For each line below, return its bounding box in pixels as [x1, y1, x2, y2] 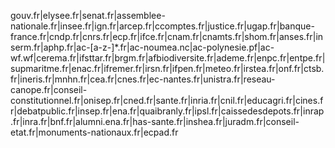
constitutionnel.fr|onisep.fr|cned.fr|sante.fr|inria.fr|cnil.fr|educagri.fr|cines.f [10, 95, 324, 106]
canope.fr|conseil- [10, 84, 88, 95]
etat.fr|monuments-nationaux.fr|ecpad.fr [10, 126, 179, 138]
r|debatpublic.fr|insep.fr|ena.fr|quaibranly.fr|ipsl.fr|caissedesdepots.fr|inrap [10, 105, 325, 117]
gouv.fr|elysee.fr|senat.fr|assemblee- [10, 10, 166, 21]
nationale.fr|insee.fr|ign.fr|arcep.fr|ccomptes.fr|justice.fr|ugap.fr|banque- [10, 20, 315, 32]
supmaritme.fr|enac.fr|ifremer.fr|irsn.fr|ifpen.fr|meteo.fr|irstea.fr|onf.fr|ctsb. [10, 63, 325, 74]
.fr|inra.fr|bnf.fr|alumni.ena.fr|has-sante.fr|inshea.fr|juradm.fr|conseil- [10, 116, 300, 127]
